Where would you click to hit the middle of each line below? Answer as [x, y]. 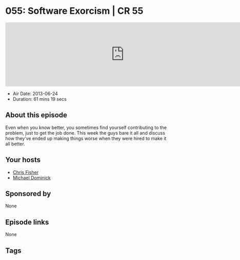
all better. [15, 144]
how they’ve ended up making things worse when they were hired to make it [86, 138]
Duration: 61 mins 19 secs [39, 99]
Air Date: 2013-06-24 [35, 93]
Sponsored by [28, 194]
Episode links [27, 222]
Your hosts [23, 160]
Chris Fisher [26, 172]
